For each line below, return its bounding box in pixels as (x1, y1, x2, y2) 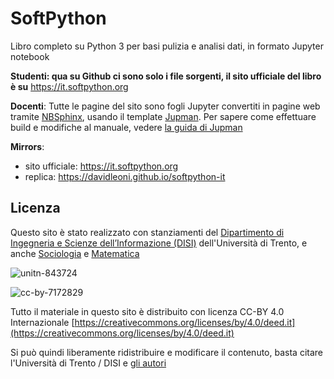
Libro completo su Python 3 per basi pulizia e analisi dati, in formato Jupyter (10, 40, 324, 52)
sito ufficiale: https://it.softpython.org (24, 160, 179, 172)
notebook (10, 50, 50, 62)
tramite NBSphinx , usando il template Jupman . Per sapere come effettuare (10, 110, 317, 122)
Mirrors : (10, 140, 45, 152)
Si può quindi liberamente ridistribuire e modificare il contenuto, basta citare (10, 346, 323, 358)
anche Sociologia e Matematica (10, 247, 140, 259)
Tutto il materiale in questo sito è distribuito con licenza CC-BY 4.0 (10, 305, 285, 317)
